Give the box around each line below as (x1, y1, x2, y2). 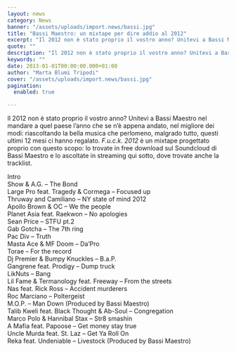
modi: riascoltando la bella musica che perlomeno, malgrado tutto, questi (7, 129, 219, 138)
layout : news (7, 10, 46, 18)
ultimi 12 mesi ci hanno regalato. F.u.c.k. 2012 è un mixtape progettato (7, 136, 210, 145)
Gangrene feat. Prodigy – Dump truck (7, 262, 115, 270)
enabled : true (13, 89, 55, 96)
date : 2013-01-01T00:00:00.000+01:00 (7, 63, 118, 70)
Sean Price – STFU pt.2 (7, 217, 75, 226)
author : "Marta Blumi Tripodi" (7, 69, 99, 76)
